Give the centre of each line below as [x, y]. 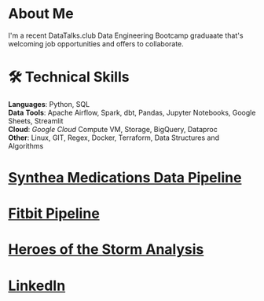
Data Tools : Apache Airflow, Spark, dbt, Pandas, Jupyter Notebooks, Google [132, 112]
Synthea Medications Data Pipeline [125, 178]
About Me [41, 14]
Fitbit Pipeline [54, 214]
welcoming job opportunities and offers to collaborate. [96, 43]
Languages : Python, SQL [49, 104]
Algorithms [26, 145]
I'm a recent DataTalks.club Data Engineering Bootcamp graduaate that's [126, 35]
